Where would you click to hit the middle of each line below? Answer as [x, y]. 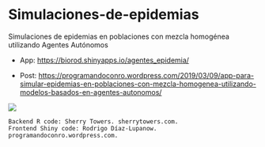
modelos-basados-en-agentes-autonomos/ [91, 92]
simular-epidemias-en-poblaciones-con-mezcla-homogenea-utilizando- [138, 84]
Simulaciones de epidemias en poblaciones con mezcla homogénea [119, 36]
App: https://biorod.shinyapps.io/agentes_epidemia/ [104, 60]
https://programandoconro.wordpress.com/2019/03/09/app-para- [146, 75]
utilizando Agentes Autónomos [58, 44]
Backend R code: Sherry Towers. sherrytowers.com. [93, 121]
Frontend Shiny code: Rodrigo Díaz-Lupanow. [83, 128]
